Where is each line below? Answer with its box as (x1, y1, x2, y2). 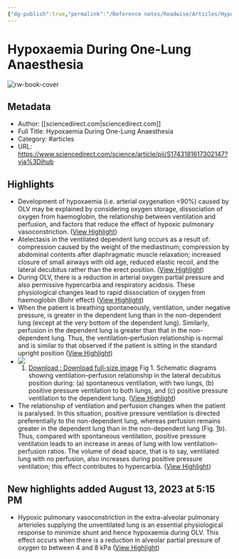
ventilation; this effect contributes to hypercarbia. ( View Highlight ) (17, 462, 211, 471)
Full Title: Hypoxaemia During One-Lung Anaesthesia (17, 127, 174, 136)
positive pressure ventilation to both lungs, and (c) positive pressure (28, 386, 228, 395)
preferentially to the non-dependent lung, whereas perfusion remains (17, 417, 221, 425)
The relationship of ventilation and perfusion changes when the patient (17, 401, 226, 411)
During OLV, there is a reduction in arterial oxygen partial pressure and (17, 273, 224, 282)
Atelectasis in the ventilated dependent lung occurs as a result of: (17, 235, 211, 243)
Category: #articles (17, 135, 75, 143)
